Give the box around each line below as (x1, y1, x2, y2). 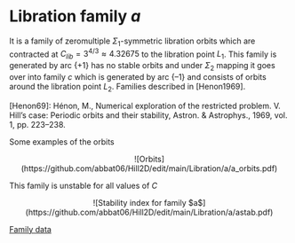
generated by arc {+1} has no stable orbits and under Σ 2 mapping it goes (9, 60, 275, 73)
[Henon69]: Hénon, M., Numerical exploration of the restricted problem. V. (9, 100, 282, 111)
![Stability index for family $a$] (92, 197, 206, 208)
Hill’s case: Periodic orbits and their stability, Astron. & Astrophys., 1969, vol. (9, 109, 288, 121)
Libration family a (9, 6, 141, 27)
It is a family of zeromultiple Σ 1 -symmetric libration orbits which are (9, 35, 256, 48)
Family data (9, 223, 52, 234)
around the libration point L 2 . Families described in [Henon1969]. (9, 81, 246, 94)
